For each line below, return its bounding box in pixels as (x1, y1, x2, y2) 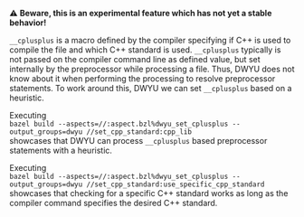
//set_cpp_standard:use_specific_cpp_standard (86, 180, 265, 189)
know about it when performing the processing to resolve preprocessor (9, 73, 276, 84)
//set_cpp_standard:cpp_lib (86, 127, 193, 137)
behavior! (9, 17, 47, 28)
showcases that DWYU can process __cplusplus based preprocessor (9, 136, 268, 146)
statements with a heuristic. (9, 145, 113, 156)
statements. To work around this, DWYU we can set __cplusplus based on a (9, 83, 292, 93)
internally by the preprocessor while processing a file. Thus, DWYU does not (9, 63, 295, 74)
